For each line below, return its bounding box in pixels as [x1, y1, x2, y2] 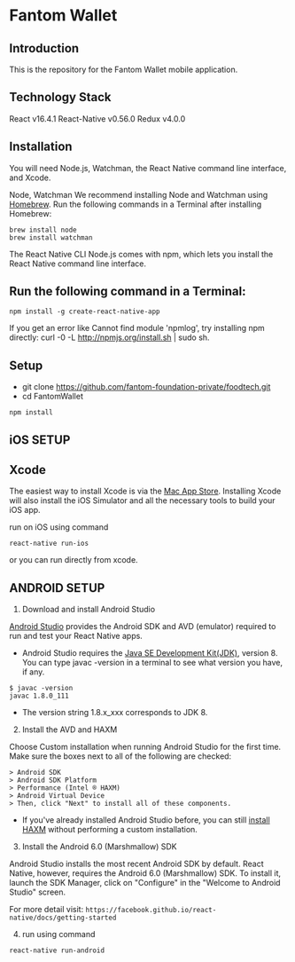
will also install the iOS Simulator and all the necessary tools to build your [9, 495, 276, 506]
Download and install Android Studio [21, 604, 156, 615]
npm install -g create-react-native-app [9, 307, 161, 316]
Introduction [9, 41, 80, 56]
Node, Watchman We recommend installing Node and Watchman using [9, 189, 268, 200]
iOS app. [9, 505, 42, 516]
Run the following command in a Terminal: [9, 284, 246, 299]
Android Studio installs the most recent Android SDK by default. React [9, 858, 264, 870]
